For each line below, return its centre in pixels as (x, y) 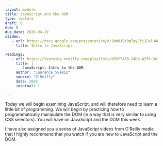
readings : (15, 54)
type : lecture (19, 18)
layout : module (20, 9)
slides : (13, 37)
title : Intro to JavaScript (44, 46)
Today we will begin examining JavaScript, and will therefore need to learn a (81, 104)
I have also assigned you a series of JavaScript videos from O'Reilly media (80, 129)
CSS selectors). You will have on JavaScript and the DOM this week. (73, 119)
